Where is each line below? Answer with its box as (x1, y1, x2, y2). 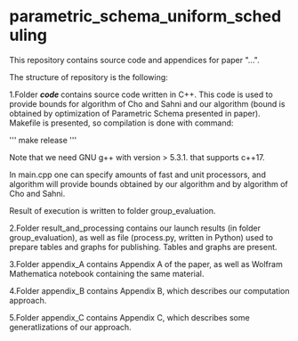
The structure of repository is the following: (9, 71, 169, 82)
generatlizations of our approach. (9, 321, 132, 332)
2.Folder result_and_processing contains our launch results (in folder (9, 223, 261, 233)
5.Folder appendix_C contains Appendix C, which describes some (9, 312, 251, 322)
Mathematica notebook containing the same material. (9, 268, 205, 279)
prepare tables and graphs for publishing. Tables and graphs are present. (9, 241, 278, 252)
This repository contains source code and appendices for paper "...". (9, 54, 260, 65)
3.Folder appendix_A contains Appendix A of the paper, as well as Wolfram (9, 258, 283, 269)
